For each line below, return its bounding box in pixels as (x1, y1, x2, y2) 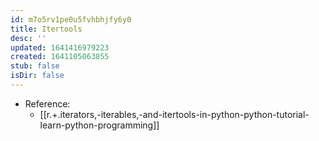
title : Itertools (10, 24, 83, 34)
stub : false (10, 61, 60, 71)
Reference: (24, 97, 71, 110)
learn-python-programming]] (39, 119, 160, 131)
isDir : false (10, 71, 65, 81)
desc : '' (10, 33, 47, 43)
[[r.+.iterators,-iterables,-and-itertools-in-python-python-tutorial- (39, 108, 310, 120)
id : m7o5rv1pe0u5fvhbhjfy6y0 (10, 14, 132, 25)
